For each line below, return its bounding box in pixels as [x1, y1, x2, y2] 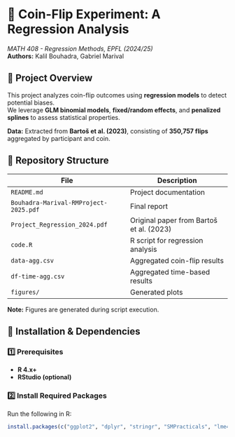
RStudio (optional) [17, 373, 72, 382]
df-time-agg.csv [10, 272, 65, 280]
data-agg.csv [10, 256, 55, 264]
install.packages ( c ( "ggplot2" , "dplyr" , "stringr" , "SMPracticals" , [7, 423, 211, 430]
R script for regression [130, 235, 204, 245]
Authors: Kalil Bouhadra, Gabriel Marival [7, 52, 124, 60]
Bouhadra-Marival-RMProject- [10, 199, 108, 206]
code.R [10, 241, 33, 248]
